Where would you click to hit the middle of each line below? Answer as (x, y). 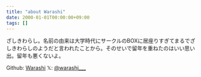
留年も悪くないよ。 (40, 56)
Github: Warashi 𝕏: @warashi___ (46, 68)
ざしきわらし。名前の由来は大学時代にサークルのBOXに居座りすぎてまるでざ (101, 41)
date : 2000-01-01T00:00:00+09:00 (48, 17)
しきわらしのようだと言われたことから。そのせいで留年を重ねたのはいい (95, 48)
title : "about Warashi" (36, 12)
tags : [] (17, 23)
